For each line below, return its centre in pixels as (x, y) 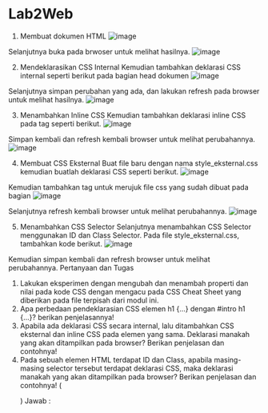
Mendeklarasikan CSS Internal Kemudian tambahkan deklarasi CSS (130, 67)
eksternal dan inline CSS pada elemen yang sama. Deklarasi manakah (135, 334)
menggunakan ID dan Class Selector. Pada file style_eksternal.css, (130, 235)
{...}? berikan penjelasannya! (67, 317)
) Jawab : (35, 400)
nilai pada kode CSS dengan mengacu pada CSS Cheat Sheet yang (130, 291)
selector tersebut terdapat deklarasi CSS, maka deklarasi (140, 368)
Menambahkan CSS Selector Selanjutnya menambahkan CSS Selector (136, 227)
